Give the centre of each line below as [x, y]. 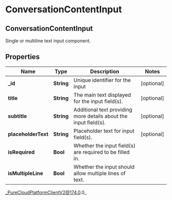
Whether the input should [104, 167]
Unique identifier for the [102, 80]
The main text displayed [102, 95]
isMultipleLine [26, 173]
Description [104, 71]
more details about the [101, 116]
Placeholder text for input [104, 131]
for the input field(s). [98, 101]
